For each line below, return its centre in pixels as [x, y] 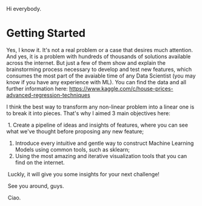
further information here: [37, 88]
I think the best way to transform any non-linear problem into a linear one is [100, 107]
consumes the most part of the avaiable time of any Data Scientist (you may [101, 76]
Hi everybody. [24, 9]
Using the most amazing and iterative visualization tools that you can [101, 156]
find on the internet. [40, 162]
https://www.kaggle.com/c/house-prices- [121, 88]
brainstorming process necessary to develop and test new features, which [99, 69]
